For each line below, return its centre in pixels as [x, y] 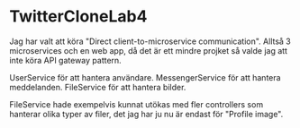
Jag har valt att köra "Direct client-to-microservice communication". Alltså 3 [150, 41]
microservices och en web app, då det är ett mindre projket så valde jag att [149, 50]
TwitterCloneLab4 [78, 17]
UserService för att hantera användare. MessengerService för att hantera [145, 77]
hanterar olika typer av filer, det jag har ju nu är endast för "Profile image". [146, 114]
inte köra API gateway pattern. [65, 60]
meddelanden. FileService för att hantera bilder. [98, 87]
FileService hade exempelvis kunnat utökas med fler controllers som [136, 104]
